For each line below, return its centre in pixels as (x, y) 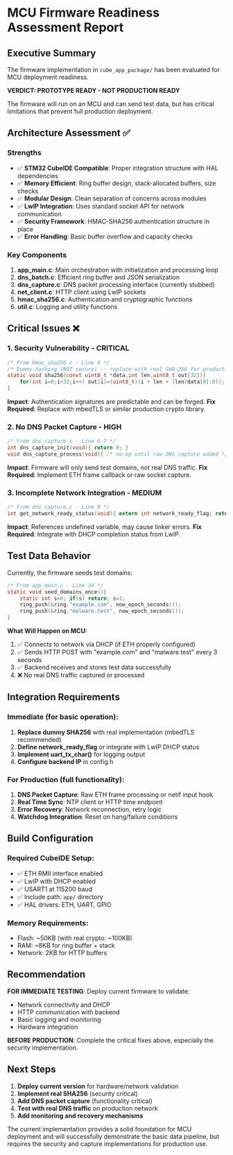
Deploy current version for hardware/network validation (98, 1086)
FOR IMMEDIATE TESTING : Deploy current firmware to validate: (98, 991)
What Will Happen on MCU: (48, 631)
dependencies (38, 175)
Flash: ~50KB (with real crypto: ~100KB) (75, 938)
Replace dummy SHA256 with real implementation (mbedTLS (106, 732)
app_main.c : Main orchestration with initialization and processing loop (118, 270)
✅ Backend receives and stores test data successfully (94, 668)
